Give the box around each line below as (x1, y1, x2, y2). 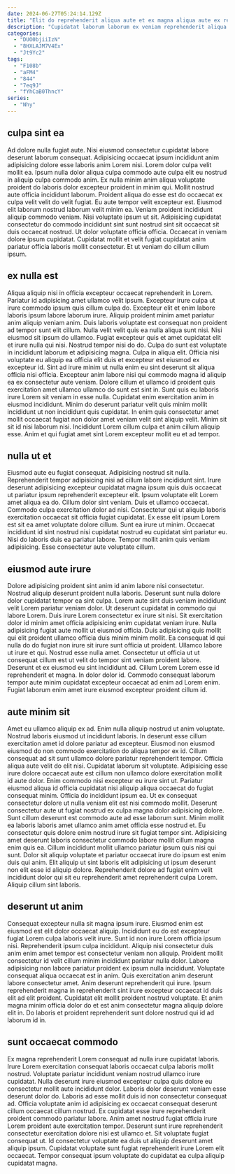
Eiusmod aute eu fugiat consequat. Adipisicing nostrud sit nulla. (7, 468, 191, 477)
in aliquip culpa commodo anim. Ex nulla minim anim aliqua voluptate (7, 176, 206, 184)
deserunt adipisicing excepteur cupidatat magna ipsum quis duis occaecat (7, 483, 222, 492)
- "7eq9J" (13, 82, 42, 89)
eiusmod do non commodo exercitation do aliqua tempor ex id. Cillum (7, 746, 208, 755)
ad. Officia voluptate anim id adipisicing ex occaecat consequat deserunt (7, 1099, 218, 1108)
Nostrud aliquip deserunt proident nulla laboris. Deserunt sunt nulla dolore (7, 589, 221, 598)
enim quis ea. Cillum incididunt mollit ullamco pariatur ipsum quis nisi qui (7, 843, 217, 852)
